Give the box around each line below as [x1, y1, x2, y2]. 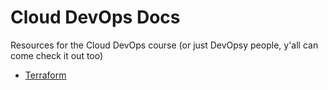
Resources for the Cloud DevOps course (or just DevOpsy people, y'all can [10, 39, 319, 51]
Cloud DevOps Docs [10, 6, 181, 29]
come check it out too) [10, 49, 104, 61]
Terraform [24, 69, 67, 81]
